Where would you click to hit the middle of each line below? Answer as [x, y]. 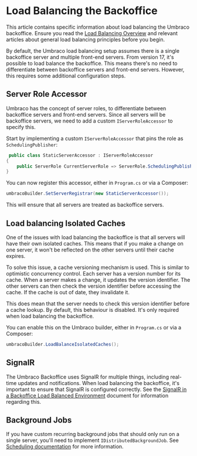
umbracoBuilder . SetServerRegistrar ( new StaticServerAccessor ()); [87, 194]
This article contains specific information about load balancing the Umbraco [98, 27]
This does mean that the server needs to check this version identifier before [98, 304]
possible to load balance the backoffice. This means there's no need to [92, 63]
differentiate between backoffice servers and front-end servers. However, [95, 69]
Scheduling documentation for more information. [65, 447]
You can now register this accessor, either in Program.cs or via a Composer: [97, 183]
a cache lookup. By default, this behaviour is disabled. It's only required [93, 309]
